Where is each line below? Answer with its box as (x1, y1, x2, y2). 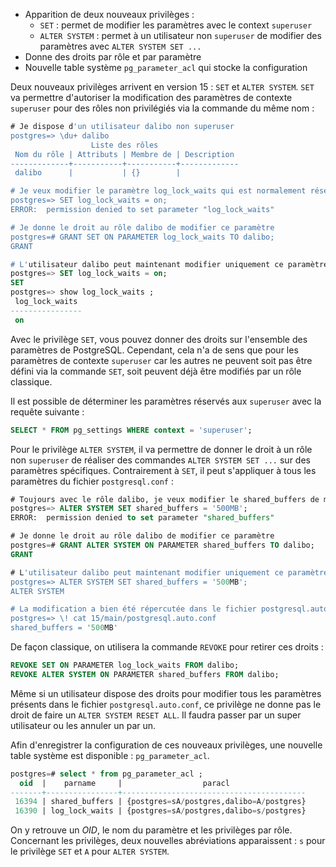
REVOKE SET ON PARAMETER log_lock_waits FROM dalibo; (10, 660, 240, 670)
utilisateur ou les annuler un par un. (10, 719, 157, 731)
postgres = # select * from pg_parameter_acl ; (10, 769, 203, 779)
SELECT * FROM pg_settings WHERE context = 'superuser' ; (10, 425, 253, 435)
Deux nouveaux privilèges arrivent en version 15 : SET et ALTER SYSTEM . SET (10, 81, 315, 93)
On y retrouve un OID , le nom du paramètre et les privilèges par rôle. (10, 824, 293, 836)
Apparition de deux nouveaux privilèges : (24, 9, 195, 20)
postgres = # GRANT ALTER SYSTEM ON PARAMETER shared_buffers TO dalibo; (10, 540, 315, 550)
